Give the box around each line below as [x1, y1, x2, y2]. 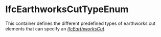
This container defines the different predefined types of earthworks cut [5, 20, 156, 26]
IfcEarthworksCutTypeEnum [5, 4, 129, 15]
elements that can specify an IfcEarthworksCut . [5, 25, 106, 31]
